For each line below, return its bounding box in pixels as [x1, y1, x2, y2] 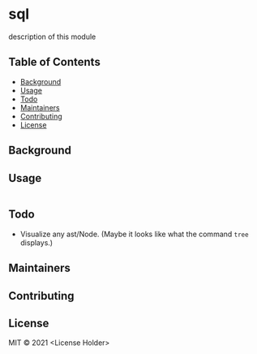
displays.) [19, 237, 54, 248]
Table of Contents [8, 55, 101, 69]
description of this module [8, 32, 96, 41]
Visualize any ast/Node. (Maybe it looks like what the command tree [19, 229, 249, 239]
